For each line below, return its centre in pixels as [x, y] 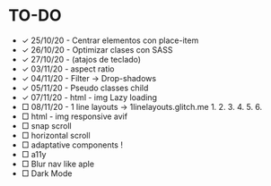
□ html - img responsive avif [74, 116]
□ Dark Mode [47, 173]
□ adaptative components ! [72, 145]
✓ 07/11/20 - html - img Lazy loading [89, 97]
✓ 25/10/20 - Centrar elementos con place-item [110, 40]
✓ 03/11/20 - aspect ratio [68, 69]
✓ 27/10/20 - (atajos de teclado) [81, 59]
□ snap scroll [47, 125]
